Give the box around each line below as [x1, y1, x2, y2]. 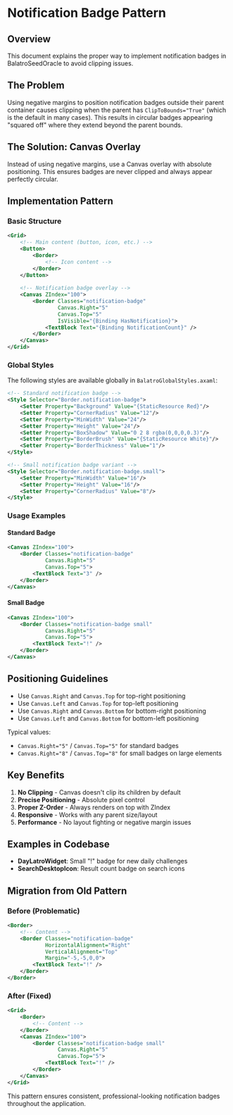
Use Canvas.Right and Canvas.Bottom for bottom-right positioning [17, 706, 206, 715]
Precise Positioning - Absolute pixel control [17, 795, 146, 804]
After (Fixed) [7, 991, 51, 1001]
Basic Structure [7, 216, 62, 226]
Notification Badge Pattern [7, 5, 167, 21]
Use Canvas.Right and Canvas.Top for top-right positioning [17, 692, 186, 700]
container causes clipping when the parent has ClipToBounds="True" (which [7, 106, 227, 114]
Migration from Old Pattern [7, 885, 127, 897]
